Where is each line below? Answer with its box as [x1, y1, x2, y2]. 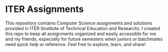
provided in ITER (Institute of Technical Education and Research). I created [5, 25, 160, 31]
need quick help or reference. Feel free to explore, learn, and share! [5, 41, 146, 47]
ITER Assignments [5, 3, 84, 15]
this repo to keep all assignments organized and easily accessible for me [5, 30, 156, 36]
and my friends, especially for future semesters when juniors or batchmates [5, 36, 163, 42]
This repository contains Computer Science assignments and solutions [5, 20, 152, 26]
